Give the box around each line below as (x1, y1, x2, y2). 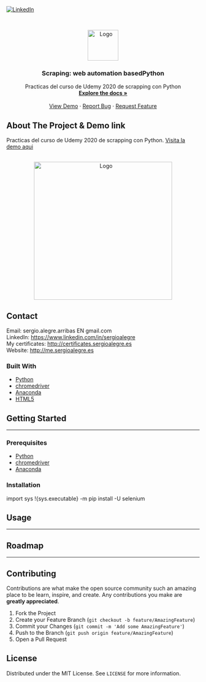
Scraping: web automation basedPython (42, 69, 164, 77)
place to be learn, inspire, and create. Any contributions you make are (6, 591, 183, 599)
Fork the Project (15, 610, 56, 617)
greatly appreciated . (6, 598, 59, 605)
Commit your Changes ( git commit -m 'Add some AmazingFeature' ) (15, 623, 185, 630)
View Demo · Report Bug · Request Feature (48, 102, 158, 110)
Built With (6, 362, 37, 370)
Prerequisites (6, 439, 47, 447)
